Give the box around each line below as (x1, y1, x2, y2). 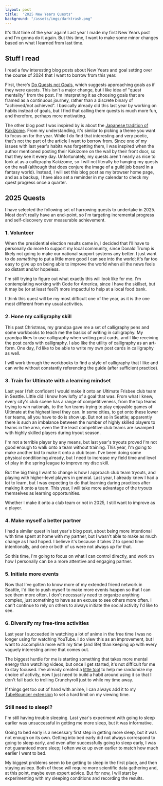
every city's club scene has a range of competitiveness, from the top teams (5, 398, 157, 404)
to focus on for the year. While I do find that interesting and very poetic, (5, 133, 148, 139)
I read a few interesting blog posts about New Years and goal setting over (5, 67, 152, 73)
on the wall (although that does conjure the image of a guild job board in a (5, 164, 153, 170)
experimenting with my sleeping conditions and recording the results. (5, 775, 144, 781)
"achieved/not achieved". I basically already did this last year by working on (5, 103, 157, 109)
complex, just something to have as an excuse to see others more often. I (5, 597, 152, 603)
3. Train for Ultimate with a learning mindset (5, 377, 111, 384)
